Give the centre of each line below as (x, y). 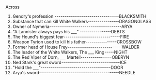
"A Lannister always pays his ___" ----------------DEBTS (69, 32)
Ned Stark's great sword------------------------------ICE (70, 62)
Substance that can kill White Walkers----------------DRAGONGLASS (82, 21)
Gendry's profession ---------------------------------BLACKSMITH (79, 16)
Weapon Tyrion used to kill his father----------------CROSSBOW (77, 42)
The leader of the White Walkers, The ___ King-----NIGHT (70, 52)
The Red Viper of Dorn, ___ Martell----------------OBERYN (71, 57)
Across (13, 7)
